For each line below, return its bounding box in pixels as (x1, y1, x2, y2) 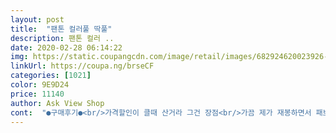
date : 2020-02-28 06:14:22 (10, 42, 123, 53)
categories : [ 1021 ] (10, 71, 92, 81)
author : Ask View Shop (10, 98, 105, 108)
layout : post (10, 14, 65, 25)
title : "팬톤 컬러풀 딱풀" (10, 24, 113, 34)
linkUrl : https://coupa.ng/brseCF (10, 61, 155, 71)
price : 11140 (10, 89, 65, 99)
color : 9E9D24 (10, 80, 70, 90)
